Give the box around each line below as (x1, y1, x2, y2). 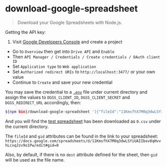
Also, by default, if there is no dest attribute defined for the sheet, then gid (5, 152, 158, 158)
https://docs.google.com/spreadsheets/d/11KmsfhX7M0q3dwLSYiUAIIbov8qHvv (5, 138, 162, 144)
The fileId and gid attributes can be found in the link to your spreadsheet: (5, 133, 158, 139)
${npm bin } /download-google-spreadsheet (5, 109, 90, 114)
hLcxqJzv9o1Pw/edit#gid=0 (5, 143, 59, 148)
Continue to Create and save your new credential (12, 79, 113, 85)
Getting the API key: (5, 29, 46, 35)
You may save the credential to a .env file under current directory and (5, 89, 148, 95)
